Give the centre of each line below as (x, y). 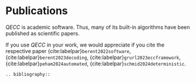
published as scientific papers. (43, 33)
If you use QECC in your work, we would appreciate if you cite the (85, 45)
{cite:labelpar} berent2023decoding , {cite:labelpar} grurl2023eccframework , (93, 57)
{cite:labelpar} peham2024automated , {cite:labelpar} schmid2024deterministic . (96, 64)
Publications (37, 11)
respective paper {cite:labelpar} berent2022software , (68, 51)
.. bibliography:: (28, 74)
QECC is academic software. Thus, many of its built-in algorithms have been (98, 27)
